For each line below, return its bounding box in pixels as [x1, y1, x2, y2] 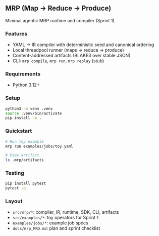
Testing [5, 170, 24, 177]
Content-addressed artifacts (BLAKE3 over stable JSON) [12, 53, 131, 59]
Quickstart [5, 128, 32, 135]
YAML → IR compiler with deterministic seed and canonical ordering [12, 42, 154, 48]
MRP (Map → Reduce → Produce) [5, 4, 112, 13]
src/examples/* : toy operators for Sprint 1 [12, 215, 99, 221]
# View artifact [5, 153, 39, 158]
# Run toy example [5, 139, 44, 144]
